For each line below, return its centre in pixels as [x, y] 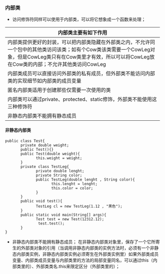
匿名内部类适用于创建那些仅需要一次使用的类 [59, 90]
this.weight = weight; [59, 158]
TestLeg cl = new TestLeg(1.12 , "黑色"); [79, 206]
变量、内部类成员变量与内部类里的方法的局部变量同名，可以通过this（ [82, 260]
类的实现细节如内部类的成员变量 [45, 81]
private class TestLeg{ [45, 166]
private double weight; [45, 145]
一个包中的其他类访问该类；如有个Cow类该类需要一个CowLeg [79, 50]
